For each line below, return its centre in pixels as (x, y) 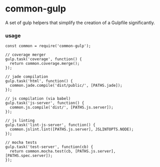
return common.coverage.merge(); (45, 64)
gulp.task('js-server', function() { (45, 103)
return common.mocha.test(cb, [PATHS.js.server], (63, 151)
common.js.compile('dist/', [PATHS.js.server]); (62, 108)
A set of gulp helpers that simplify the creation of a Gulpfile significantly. (80, 23)
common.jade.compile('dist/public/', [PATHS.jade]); (66, 86)
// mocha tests (21, 143)
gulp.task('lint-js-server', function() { (50, 125)
